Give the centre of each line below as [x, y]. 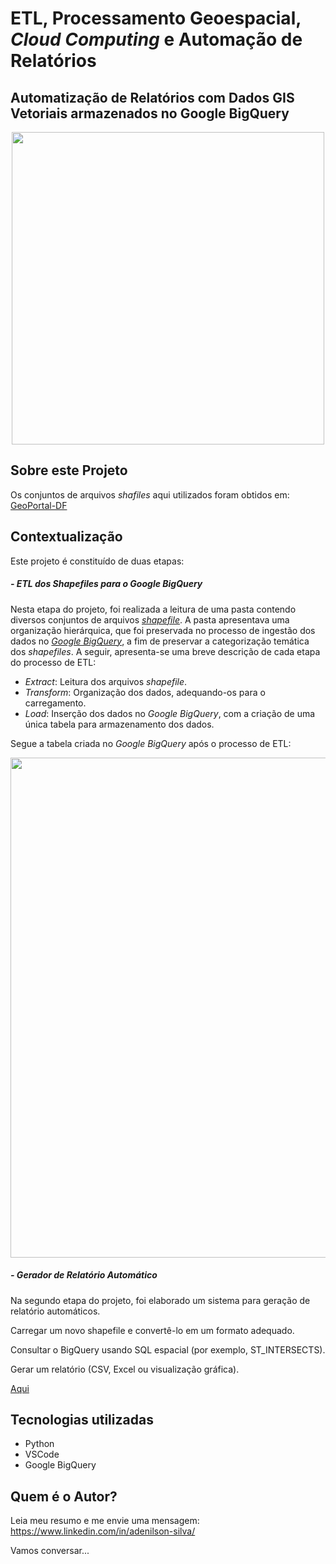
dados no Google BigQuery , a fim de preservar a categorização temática [160, 641]
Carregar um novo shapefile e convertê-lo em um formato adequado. [152, 1330]
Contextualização [66, 537]
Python [39, 1444]
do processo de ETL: [53, 662]
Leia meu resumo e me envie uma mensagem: [105, 1521]
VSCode [42, 1454]
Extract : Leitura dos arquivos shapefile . [106, 681]
